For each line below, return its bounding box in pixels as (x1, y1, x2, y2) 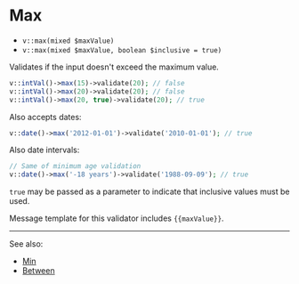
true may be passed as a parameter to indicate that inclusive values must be (9, 186, 290, 197)
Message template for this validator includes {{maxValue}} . (9, 213, 224, 223)
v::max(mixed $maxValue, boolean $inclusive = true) (21, 45, 222, 54)
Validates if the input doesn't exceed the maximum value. (9, 61, 220, 72)
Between (21, 265, 55, 276)
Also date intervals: (9, 144, 80, 156)
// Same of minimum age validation (9, 162, 141, 171)
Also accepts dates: (9, 111, 82, 122)
